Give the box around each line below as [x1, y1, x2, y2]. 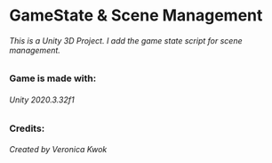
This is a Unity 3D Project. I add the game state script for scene [9, 35, 243, 45]
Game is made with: [9, 72, 97, 85]
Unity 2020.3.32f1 [9, 94, 75, 105]
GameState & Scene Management [9, 5, 263, 26]
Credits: [9, 122, 45, 134]
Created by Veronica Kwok [9, 144, 108, 155]
